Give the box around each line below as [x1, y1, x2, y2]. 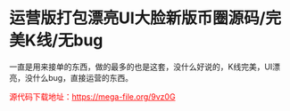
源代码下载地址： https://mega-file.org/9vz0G [9, 91, 176, 102]
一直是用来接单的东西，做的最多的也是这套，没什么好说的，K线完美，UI [9, 61, 273, 72]
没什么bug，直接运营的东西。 [24, 72, 134, 83]
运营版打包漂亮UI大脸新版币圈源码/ [9, 8, 266, 28]
